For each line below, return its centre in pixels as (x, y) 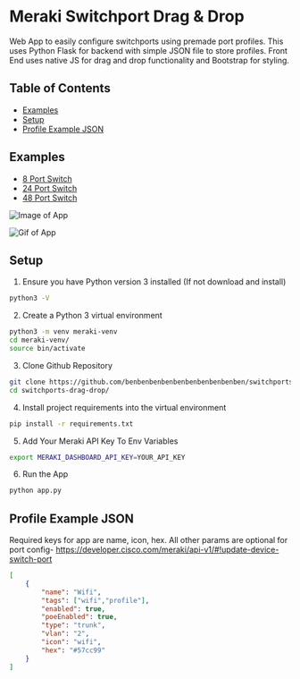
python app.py (36, 491)
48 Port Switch (50, 198)
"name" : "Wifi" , (71, 592)
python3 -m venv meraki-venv (63, 332)
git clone (28, 382)
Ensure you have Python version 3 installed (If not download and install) (154, 282)
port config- (32, 550)
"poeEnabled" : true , (79, 617)
